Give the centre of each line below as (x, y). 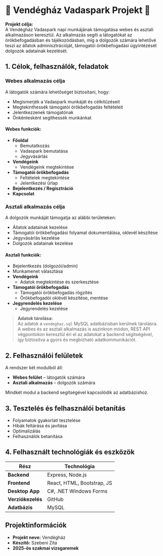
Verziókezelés (25, 499)
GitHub (55, 499)
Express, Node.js (67, 475)
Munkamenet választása (38, 271)
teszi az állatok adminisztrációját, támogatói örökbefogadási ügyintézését (81, 45)
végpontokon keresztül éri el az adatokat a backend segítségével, (85, 335)
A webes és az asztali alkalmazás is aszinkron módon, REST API (84, 329)
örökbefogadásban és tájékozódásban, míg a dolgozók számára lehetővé (81, 40)
